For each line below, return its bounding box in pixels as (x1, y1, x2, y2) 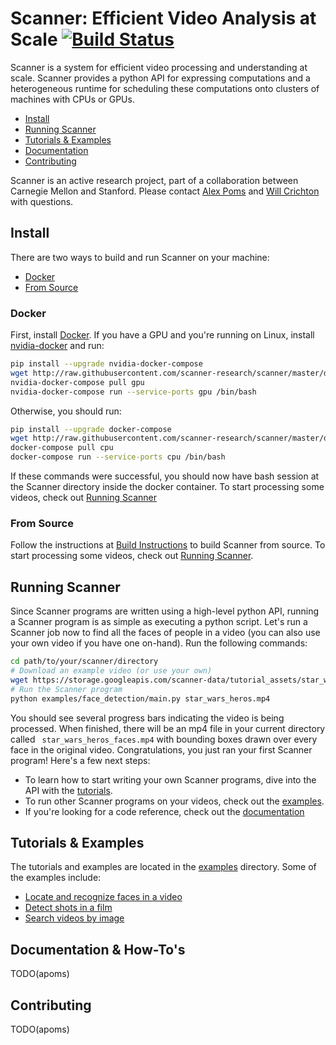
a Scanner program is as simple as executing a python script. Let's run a (10, 616, 308, 628)
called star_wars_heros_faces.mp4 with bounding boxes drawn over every (10, 733, 318, 745)
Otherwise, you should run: (10, 405, 122, 417)
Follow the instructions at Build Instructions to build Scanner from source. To (10, 539, 326, 551)
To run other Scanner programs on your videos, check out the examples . (24, 795, 325, 807)
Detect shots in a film (24, 902, 113, 914)
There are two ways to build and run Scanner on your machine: (10, 251, 270, 263)
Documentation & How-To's (10, 941, 186, 958)
